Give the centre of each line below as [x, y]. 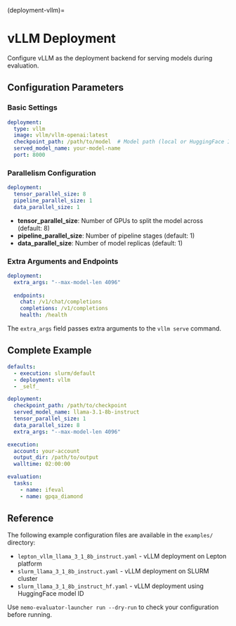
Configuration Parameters [66, 88]
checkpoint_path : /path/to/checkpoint [71, 406]
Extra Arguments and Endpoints [63, 261]
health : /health [44, 315]
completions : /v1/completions [64, 309]
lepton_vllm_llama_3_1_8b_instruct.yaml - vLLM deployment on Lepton [122, 556]
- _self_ [26, 386]
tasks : [23, 484]
